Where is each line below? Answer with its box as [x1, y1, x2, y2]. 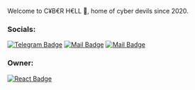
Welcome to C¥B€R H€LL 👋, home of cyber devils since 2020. [7, 7, 189, 15]
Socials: [7, 24, 36, 34]
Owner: [7, 58, 34, 68]
